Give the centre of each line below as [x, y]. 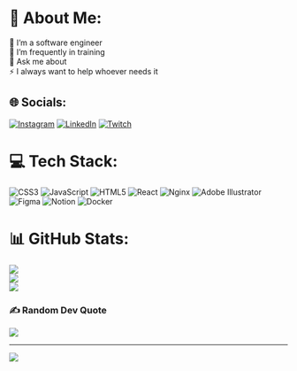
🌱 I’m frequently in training [57, 51]
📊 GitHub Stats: [69, 239]
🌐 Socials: [38, 102]
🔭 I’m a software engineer [56, 43]
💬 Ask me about [38, 61]
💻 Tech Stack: [64, 161]
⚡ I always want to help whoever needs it [84, 71]
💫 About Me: [56, 18]
